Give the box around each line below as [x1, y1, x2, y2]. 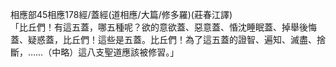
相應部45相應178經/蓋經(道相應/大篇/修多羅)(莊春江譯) [10, 9, 233, 20]
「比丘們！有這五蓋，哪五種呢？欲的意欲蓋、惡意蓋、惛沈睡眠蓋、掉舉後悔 [10, 21, 317, 33]
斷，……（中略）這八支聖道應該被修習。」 [10, 46, 180, 58]
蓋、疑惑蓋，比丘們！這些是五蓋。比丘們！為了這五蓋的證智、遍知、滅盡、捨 [10, 34, 326, 45]
